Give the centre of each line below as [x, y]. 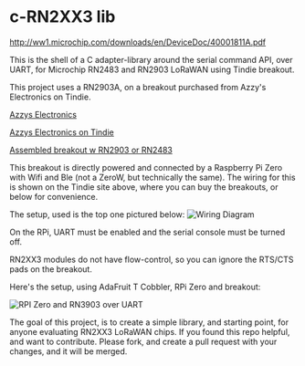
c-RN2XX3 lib [63, 17]
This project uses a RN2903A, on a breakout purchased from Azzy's [138, 87]
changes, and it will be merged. [68, 351]
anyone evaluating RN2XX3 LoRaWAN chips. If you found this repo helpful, [150, 331]
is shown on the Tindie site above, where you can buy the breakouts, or [144, 187]
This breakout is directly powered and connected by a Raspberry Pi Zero [146, 167]
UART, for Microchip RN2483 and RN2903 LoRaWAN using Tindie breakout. [152, 69]
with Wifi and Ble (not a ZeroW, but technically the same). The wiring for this [152, 177]
